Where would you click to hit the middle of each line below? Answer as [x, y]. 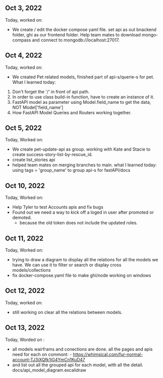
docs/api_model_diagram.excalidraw [49, 370]
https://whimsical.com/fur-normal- [108, 354]
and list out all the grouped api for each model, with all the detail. [78, 365]
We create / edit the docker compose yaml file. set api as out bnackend [84, 30]
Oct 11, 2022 [24, 238]
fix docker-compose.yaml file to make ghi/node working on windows [81, 276]
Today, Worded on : [25, 340]
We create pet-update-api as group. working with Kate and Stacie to [81, 149]
